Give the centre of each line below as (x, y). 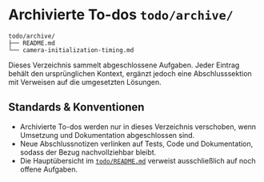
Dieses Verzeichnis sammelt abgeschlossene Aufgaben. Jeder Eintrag (124, 65)
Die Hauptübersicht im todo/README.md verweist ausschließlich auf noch (138, 160)
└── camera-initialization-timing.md (71, 50)
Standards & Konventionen (76, 107)
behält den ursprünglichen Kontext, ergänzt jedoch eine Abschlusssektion (130, 73)
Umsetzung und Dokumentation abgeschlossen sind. (107, 135)
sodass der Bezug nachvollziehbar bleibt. (88, 152)
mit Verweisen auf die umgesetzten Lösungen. (85, 82)
